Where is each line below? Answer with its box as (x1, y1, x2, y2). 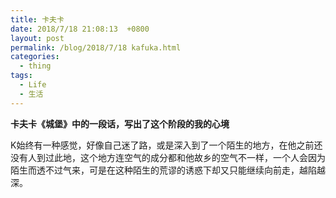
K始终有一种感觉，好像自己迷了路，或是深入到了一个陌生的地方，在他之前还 (10, 139, 323, 151)
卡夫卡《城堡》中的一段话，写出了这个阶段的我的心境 (10, 117, 230, 130)
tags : (10, 71, 33, 81)
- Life (19, 80, 47, 90)
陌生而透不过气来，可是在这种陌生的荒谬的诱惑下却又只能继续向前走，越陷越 (10, 164, 326, 176)
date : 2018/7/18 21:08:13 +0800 (10, 24, 150, 34)
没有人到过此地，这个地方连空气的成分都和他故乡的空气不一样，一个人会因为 (10, 151, 326, 163)
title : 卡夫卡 (10, 14, 65, 25)
